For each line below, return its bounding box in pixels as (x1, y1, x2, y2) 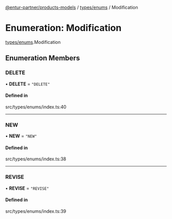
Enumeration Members (5, 54, 80, 63)
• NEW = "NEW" (5, 133, 37, 139)
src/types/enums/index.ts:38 (5, 156, 67, 162)
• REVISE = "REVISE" (5, 185, 49, 191)
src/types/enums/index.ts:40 (5, 104, 67, 110)
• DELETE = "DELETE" (5, 81, 50, 87)
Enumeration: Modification (5, 22, 122, 34)
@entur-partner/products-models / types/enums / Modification (5, 5, 138, 10)
